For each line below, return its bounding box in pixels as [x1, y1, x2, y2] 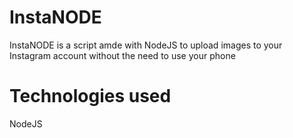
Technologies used [9, 85, 172, 108]
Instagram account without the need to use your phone [9, 49, 236, 61]
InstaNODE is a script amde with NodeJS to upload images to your [9, 39, 283, 51]
